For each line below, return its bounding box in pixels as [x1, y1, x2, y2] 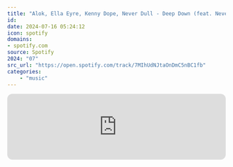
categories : [7, 68, 42, 75]
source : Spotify [7, 49, 54, 56]
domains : [7, 36, 33, 43]
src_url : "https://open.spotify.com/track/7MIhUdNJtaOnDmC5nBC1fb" [7, 62, 207, 69]
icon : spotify [7, 29, 49, 37]
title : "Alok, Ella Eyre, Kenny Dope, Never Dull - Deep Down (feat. [7, 10, 213, 17]
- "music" [19, 74, 49, 82]
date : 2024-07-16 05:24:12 [7, 23, 85, 30]
